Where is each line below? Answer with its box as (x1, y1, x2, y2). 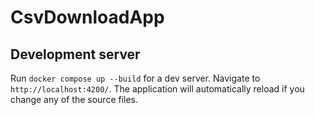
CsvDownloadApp (10, 6, 165, 29)
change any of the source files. (10, 94, 139, 105)
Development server (10, 46, 141, 63)
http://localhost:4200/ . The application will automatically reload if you (10, 83, 305, 95)
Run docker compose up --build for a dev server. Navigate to (10, 72, 261, 84)
